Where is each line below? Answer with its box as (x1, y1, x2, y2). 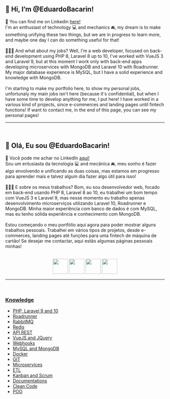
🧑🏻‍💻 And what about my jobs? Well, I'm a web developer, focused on (5, 48, 149, 54)
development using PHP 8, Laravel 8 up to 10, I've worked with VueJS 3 (14, 53, 163, 59)
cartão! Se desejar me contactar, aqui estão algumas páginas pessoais (5, 237, 153, 244)
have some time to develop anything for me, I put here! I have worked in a (5, 96, 158, 102)
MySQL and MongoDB (12, 345, 60, 351)
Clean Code (12, 383, 38, 389)
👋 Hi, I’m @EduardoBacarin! (5, 5, 94, 14)
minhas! (5, 243, 22, 249)
